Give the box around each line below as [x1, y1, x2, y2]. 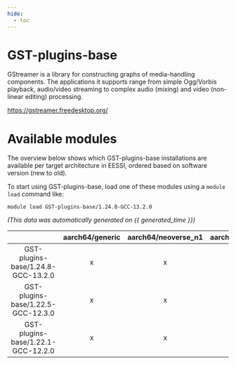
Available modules [7, 131, 117, 147]
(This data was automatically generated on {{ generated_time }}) [7, 215, 195, 225]
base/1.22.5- [11, 300, 56, 310]
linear [7, 93, 24, 101]
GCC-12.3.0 [12, 308, 55, 318]
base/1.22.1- [11, 338, 56, 347]
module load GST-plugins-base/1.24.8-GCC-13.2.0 [7, 204, 152, 211]
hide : [7, 10, 23, 18]
